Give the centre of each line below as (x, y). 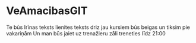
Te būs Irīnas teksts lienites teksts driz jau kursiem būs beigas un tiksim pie (98, 27)
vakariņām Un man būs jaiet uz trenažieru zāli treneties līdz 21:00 (86, 33)
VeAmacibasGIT (47, 11)
